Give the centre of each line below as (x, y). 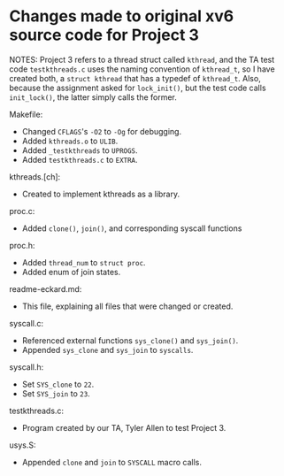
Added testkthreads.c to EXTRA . (80, 159)
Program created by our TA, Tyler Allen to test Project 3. (124, 427)
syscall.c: (27, 323)
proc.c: (22, 211)
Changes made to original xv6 (122, 16)
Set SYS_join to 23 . (56, 393)
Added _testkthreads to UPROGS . (80, 150)
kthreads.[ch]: (35, 177)
